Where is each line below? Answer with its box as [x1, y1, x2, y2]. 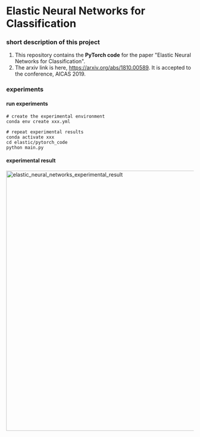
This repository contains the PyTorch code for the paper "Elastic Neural [14, 52, 192, 59]
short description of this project [6, 38, 100, 46]
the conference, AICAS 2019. [14, 70, 86, 78]
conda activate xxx [6, 134, 55, 140]
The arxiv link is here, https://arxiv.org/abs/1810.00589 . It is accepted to [14, 64, 192, 71]
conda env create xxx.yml [6, 118, 70, 124]
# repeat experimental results [6, 129, 84, 135]
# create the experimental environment [6, 113, 105, 120]
